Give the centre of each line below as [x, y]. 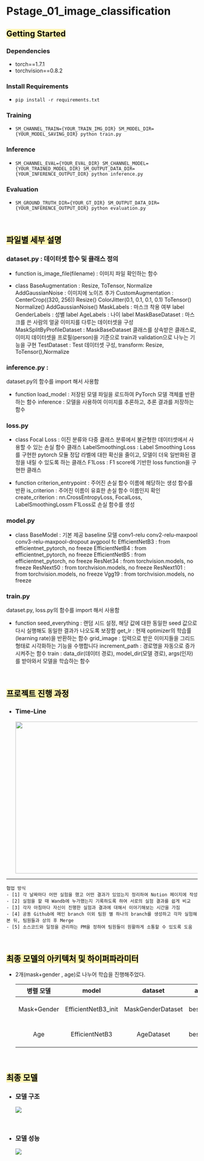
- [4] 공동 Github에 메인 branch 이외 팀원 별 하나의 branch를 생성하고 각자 [94, 914]
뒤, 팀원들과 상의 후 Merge [43, 920]
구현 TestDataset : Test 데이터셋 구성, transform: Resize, [95, 345]
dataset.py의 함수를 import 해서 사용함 [53, 382]
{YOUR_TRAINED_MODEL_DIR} [48, 168]
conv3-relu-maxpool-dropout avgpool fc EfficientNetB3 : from [93, 542]
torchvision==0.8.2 [39, 71]
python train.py [101, 134]
